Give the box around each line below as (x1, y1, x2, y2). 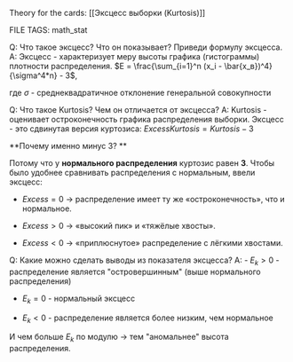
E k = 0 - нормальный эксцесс (21, 293, 136, 305)
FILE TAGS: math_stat (9, 25, 88, 35)
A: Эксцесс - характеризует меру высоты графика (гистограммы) (9, 51, 260, 61)
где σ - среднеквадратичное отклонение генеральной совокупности (9, 88, 272, 98)
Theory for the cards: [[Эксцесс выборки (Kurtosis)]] (9, 8, 206, 18)
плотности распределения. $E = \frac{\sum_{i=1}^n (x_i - (9, 61, 223, 71)
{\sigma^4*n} (9, 70, 58, 81)
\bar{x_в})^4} (224, 61, 273, 71)
